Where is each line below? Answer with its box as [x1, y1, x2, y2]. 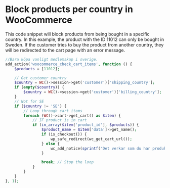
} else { [41, 141, 60, 146]
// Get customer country [14, 75, 67, 80]
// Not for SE [14, 99, 44, 104]
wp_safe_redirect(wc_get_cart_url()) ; [50, 136, 133, 142]
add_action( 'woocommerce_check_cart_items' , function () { [5, 62, 133, 67]
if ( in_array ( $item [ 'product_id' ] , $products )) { [32, 122, 139, 127]
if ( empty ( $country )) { [14, 85, 65, 90]
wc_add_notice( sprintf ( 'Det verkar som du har [50, 146, 151, 151]
